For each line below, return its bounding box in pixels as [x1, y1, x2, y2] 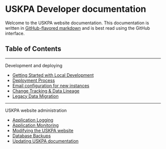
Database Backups [12, 133, 51, 139]
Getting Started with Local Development [12, 72, 94, 78]
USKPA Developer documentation [5, 3, 147, 15]
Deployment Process [12, 77, 55, 83]
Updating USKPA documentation [12, 138, 79, 144]
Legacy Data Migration [12, 93, 59, 99]
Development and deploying [5, 62, 63, 68]
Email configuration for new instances [12, 83, 90, 89]
